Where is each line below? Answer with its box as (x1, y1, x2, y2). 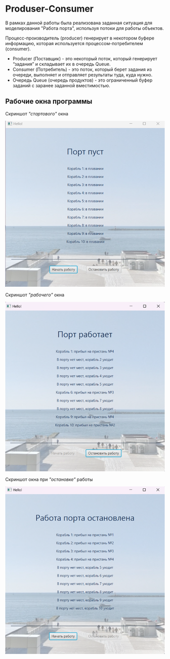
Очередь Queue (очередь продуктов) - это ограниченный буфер (12, 77, 153, 83)
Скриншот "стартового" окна (5, 110, 68, 117)
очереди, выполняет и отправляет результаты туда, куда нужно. (12, 71, 153, 77)
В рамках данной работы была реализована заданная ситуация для (5, 20, 153, 26)
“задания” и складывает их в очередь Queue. (12, 61, 111, 67)
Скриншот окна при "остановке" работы (5, 477, 93, 483)
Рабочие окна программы (5, 97, 93, 106)
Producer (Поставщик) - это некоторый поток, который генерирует (12, 55, 158, 61)
